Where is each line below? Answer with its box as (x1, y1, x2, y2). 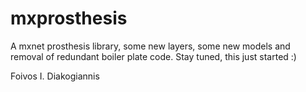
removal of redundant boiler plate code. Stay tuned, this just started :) (10, 50, 297, 62)
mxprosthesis (10, 7, 128, 30)
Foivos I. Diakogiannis (10, 70, 100, 82)
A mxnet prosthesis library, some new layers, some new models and (10, 40, 291, 52)
